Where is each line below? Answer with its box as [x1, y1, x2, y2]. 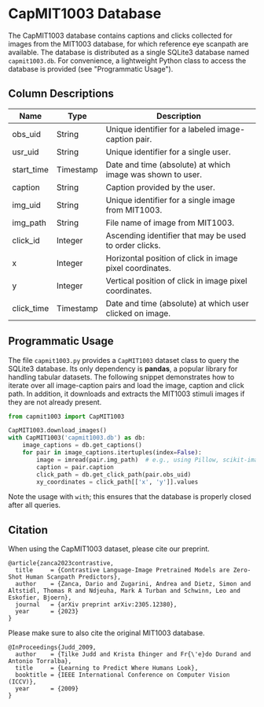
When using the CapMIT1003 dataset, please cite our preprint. [8, 544, 210, 553]
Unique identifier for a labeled [105, 124, 216, 135]
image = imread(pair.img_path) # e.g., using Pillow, [36, 456, 220, 464]
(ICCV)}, [8, 678, 37, 686]
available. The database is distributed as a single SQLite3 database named [8, 47, 250, 57]
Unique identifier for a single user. [105, 146, 232, 157]
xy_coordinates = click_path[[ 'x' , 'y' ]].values [36, 478, 199, 486]
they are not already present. [8, 397, 102, 406]
